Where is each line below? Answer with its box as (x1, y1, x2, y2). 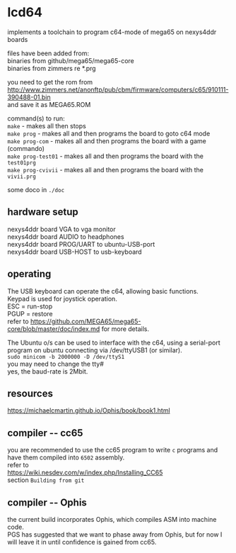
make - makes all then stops (7, 121, 86, 130)
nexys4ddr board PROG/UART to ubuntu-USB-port (7, 240, 155, 248)
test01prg (7, 159, 37, 167)
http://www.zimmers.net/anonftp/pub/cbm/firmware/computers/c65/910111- (7, 85, 229, 94)
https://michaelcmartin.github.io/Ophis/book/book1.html (7, 406, 171, 415)
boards (7, 35, 28, 43)
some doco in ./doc (7, 185, 65, 194)
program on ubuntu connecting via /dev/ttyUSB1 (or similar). (7, 345, 182, 354)
